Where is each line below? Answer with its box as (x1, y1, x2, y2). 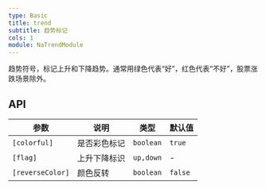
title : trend (8, 19, 52, 27)
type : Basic (8, 11, 48, 20)
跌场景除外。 (8, 74, 50, 83)
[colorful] (12, 138, 53, 147)
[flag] (12, 152, 37, 162)
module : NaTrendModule (8, 41, 84, 49)
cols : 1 (8, 33, 34, 42)
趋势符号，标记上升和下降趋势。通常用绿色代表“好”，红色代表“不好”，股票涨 (8, 64, 258, 74)
